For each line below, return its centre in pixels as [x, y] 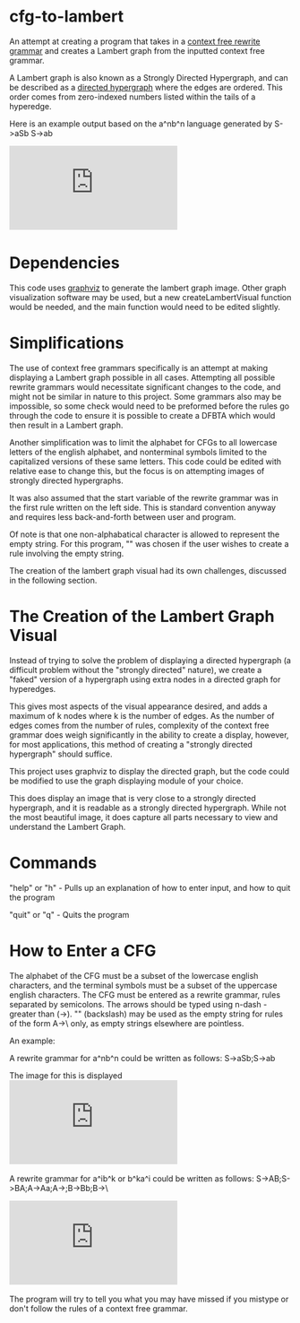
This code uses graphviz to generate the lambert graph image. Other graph [148, 288]
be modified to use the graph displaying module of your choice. [126, 781]
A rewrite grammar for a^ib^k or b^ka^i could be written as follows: [132, 1178]
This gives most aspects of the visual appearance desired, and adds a [138, 706]
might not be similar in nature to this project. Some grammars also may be [146, 396]
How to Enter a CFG [83, 951]
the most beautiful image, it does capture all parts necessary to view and [144, 817]
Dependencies [64, 263]
